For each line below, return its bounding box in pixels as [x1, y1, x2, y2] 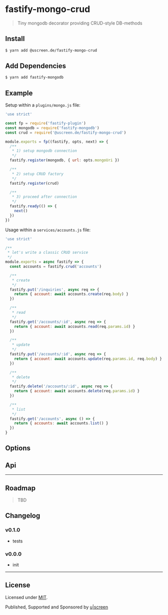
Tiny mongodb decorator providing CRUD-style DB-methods [17, 20, 142, 26]
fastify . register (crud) [9, 181, 59, 186]
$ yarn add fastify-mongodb [5, 75, 64, 80]
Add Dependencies [5, 62, 66, 71]
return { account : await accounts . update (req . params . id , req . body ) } [14, 356, 162, 361]
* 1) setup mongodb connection [11, 149, 77, 154]
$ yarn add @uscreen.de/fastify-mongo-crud [5, 48, 97, 53]
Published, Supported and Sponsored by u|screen [5, 604, 108, 610]
